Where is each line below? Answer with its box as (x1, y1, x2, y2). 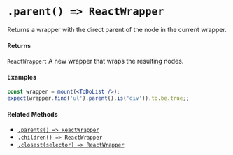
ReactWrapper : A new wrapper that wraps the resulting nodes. (7, 57, 184, 66)
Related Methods (7, 110, 58, 118)
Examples (7, 73, 37, 81)
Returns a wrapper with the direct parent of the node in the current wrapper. (7, 25, 227, 34)
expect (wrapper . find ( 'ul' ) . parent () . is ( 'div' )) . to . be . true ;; (7, 95, 190, 102)
